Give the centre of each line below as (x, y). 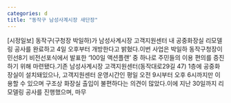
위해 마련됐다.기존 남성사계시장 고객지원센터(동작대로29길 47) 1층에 (111, 66)
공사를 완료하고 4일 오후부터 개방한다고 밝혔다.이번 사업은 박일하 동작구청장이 (118, 49)
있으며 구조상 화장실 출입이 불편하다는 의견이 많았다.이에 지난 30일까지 (122, 83)
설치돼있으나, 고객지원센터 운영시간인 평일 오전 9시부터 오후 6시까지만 (119, 75)
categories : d (28, 13)
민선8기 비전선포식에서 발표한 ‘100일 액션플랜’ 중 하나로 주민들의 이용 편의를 (110, 57)
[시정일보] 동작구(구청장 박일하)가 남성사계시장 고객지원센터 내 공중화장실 (106, 40)
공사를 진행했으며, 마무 (56, 92)
